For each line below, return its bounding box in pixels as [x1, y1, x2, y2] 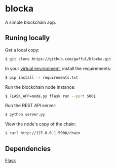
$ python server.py [5, 112, 45, 117]
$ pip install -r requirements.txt [5, 75, 78, 80]
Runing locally [5, 34, 50, 42]
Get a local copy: [5, 47, 39, 53]
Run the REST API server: [5, 103, 57, 109]
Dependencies [5, 144, 51, 153]
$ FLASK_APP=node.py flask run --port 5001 [5, 94, 96, 99]
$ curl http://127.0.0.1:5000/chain [5, 131, 80, 136]
